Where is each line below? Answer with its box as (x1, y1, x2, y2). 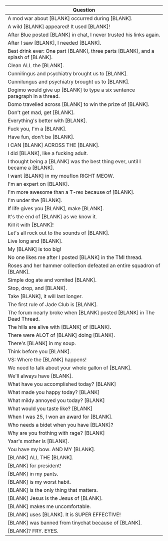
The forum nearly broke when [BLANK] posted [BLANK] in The (7, 309, 155, 316)
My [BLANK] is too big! (7, 246, 61, 252)
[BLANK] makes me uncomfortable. (7, 503, 91, 510)
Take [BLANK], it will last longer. (7, 293, 83, 300)
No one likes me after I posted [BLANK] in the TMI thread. (7, 254, 143, 260)
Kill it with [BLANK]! (7, 221, 54, 228)
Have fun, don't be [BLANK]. (7, 133, 75, 140)
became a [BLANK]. (7, 164, 54, 171)
